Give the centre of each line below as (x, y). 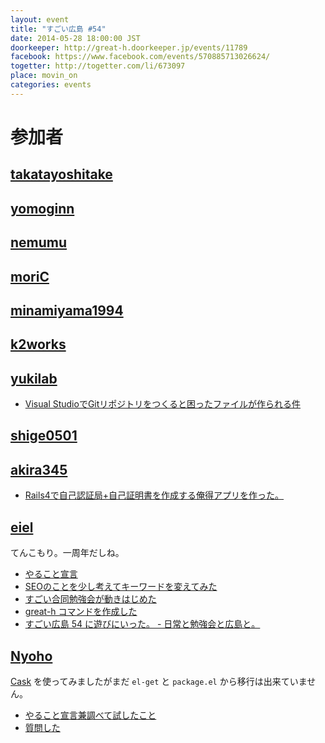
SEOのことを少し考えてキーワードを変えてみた (121, 587)
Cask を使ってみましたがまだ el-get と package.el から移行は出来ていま (159, 681)
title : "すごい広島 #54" (58, 29)
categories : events (51, 85)
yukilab (34, 378)
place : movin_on (44, 76)
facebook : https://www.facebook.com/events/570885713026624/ (140, 57)
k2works (38, 344)
